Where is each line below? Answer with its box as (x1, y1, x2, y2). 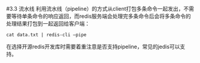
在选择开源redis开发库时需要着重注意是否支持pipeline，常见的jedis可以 (6, 43, 180, 50)
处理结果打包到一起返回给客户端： (6, 20, 90, 27)
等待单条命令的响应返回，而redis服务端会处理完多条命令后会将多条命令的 (11, 12, 191, 20)
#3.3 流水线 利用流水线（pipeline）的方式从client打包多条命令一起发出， (6, 5, 184, 12)
